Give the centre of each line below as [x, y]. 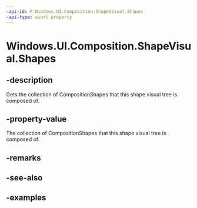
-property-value [36, 119]
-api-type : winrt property [39, 17]
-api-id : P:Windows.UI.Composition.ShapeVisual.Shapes [75, 11]
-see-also [24, 178]
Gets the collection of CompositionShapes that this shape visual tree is [92, 94]
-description [29, 80]
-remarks [24, 158]
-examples [26, 198]
